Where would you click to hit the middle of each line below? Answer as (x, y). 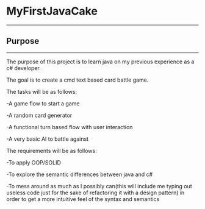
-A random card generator (39, 115)
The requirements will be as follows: (52, 151)
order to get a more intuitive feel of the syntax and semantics (83, 199)
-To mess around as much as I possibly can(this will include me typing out (99, 186)
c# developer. (23, 68)
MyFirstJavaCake (52, 11)
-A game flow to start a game (43, 103)
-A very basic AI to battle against (48, 139)
